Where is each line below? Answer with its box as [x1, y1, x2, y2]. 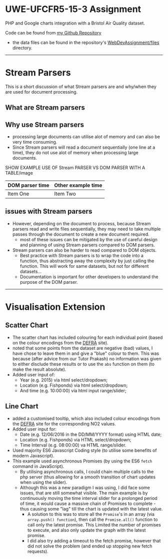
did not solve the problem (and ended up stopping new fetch [27, 543, 152, 549]
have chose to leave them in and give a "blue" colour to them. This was [12, 350, 159, 356]
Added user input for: [12, 426, 56, 432]
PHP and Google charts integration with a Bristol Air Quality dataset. [5, 20, 145, 26]
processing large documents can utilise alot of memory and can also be [12, 134, 160, 140]
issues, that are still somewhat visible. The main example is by [19, 489, 148, 496]
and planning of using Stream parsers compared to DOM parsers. [19, 242, 155, 248]
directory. [12, 45, 32, 51]
